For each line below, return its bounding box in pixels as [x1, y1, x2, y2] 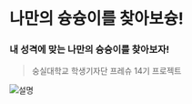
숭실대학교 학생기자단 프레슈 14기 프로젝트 [31, 66, 182, 77]
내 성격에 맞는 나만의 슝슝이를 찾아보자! [9, 43, 170, 56]
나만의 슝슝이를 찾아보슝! [9, 8, 185, 29]
